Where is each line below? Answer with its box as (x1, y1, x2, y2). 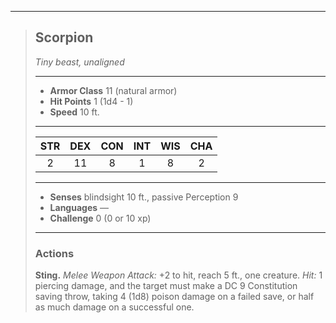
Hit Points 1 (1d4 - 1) (49, 95, 134, 107)
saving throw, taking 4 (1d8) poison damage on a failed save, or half (34, 291, 315, 303)
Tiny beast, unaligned (34, 56, 125, 68)
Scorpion (34, 29, 94, 46)
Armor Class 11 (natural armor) (49, 84, 178, 96)
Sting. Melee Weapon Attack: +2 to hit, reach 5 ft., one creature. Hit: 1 (34, 269, 323, 281)
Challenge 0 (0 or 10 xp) (49, 212, 152, 224)
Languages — (49, 201, 110, 213)
